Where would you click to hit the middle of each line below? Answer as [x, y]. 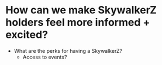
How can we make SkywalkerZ [81, 10]
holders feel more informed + [78, 22]
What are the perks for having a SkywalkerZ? [68, 50]
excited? [27, 35]
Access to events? [45, 57]
